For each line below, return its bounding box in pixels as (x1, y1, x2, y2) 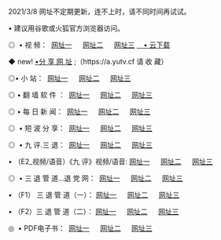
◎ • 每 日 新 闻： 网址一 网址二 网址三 (8, 107, 151, 116)
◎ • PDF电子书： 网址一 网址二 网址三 (8, 224, 153, 233)
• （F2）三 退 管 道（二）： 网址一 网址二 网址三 (8, 207, 179, 216)
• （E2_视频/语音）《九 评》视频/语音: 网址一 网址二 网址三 (8, 157, 213, 166)
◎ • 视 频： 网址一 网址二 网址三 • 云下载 (8, 40, 171, 49)
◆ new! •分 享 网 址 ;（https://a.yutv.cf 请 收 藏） (8, 57, 168, 66)
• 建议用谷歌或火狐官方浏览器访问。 (8, 24, 124, 33)
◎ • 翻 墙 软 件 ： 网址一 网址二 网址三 (8, 90, 153, 100)
